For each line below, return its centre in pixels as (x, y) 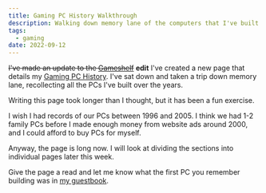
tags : (17, 30)
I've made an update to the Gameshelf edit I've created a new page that (127, 68)
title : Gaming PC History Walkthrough (73, 16)
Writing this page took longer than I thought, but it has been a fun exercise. (131, 100)
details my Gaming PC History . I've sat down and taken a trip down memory (133, 77)
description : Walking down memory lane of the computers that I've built (134, 23)
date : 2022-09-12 (37, 45)
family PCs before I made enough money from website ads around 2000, (128, 124)
